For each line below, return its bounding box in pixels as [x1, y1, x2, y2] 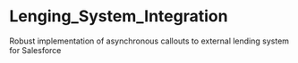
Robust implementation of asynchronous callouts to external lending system [9, 35, 289, 46]
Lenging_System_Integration [9, 6, 228, 27]
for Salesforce [9, 44, 62, 55]
